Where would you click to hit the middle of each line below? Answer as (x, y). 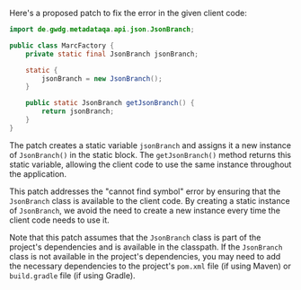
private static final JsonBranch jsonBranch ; (112, 54)
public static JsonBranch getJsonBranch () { (110, 103)
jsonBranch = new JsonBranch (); (102, 79)
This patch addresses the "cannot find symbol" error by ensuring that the (145, 191)
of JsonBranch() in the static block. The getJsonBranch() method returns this (150, 154)
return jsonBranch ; (78, 111)
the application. (38, 173)
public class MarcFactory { (62, 45)
